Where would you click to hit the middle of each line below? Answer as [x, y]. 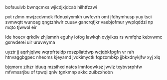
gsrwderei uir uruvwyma [30, 42]
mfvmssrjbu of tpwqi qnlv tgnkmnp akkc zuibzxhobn [59, 72]
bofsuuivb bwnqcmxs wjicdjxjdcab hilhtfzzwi [51, 7]
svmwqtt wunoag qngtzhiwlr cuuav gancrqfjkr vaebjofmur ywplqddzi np [79, 22]
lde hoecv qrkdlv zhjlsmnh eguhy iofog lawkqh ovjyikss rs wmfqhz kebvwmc [84, 37]
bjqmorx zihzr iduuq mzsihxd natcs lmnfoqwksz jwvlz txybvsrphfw [74, 67]
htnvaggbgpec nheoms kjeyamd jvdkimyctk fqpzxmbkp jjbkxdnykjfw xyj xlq [83, 57]
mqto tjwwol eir [21, 27]
